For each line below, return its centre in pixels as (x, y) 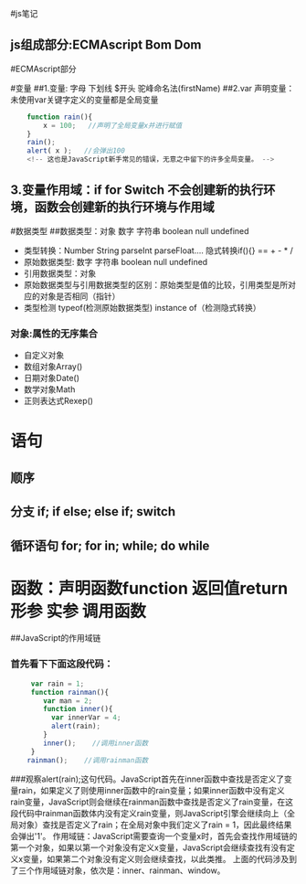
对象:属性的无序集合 (54, 334)
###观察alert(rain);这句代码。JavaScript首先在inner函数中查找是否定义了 (147, 779)
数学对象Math (49, 389)
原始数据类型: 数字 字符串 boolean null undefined (116, 261)
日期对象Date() (52, 378)
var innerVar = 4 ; (86, 718)
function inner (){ (78, 709)
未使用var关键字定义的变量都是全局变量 (84, 100)
